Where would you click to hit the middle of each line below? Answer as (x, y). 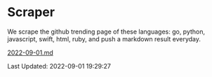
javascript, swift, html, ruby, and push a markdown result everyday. (104, 38)
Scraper (31, 12)
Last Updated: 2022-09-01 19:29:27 (59, 66)
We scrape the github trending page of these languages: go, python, (106, 31)
